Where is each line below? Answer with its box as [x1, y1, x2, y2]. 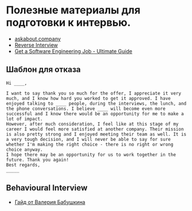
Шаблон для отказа [6, 65, 81, 75]
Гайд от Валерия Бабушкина [14, 198, 86, 205]
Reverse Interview [14, 41, 58, 49]
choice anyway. [6, 147, 43, 153]
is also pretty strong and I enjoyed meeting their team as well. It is [6, 131, 187, 137]
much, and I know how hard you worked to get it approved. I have [6, 95, 171, 101]
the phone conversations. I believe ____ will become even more [6, 106, 166, 112]
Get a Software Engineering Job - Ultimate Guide [14, 47, 132, 54]
